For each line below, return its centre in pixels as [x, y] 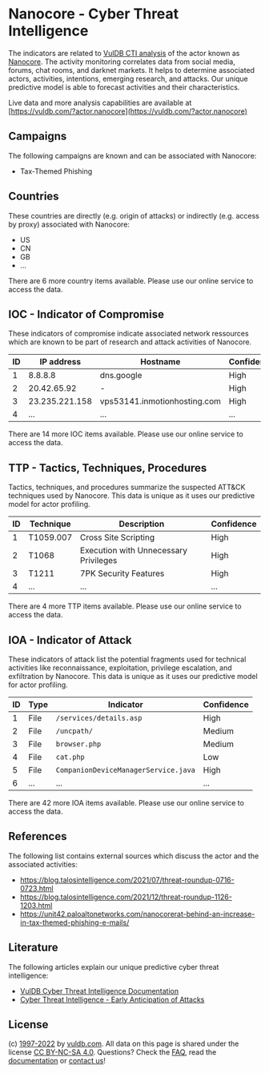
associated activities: [43, 864]
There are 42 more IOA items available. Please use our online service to [126, 803]
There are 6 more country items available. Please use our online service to [131, 280]
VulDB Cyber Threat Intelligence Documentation [99, 991]
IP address [60, 362]
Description [142, 524]
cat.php [70, 757]
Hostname [160, 362]
